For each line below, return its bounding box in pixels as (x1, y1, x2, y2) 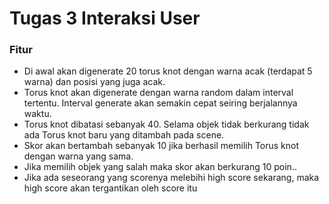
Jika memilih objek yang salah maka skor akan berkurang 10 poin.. (23, 161, 297, 173)
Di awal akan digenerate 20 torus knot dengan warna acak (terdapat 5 (23, 65, 313, 77)
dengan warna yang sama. (23, 150, 134, 162)
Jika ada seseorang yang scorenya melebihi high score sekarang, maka (23, 172, 320, 184)
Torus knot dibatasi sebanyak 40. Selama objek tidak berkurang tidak (23, 118, 310, 131)
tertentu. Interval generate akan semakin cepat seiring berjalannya (23, 97, 298, 109)
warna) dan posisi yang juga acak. (23, 76, 166, 88)
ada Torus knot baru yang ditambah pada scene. (23, 129, 225, 141)
